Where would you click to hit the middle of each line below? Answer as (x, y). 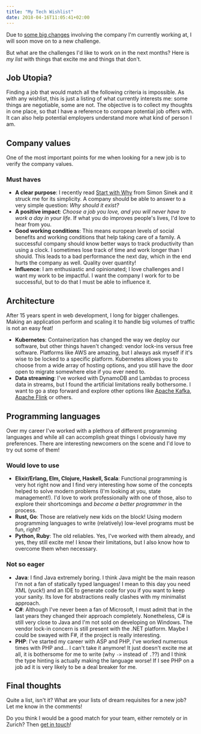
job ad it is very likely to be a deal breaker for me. (76, 667)
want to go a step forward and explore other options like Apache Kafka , (103, 391)
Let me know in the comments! (44, 706)
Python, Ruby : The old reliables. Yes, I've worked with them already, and (105, 536)
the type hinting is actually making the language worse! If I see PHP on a (104, 660)
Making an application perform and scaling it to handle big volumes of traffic (100, 322)
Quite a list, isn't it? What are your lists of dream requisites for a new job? (97, 700)
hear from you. (33, 225)
